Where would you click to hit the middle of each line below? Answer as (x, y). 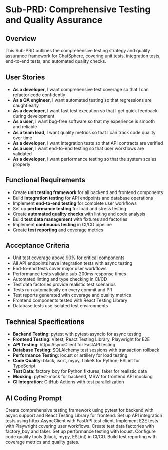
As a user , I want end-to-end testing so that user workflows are (78, 148)
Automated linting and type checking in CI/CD (60, 279)
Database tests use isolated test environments (60, 306)
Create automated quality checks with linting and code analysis (79, 214)
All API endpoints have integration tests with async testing (72, 263)
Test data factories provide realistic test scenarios (64, 284)
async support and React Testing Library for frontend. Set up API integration (84, 415)
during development (33, 116)
